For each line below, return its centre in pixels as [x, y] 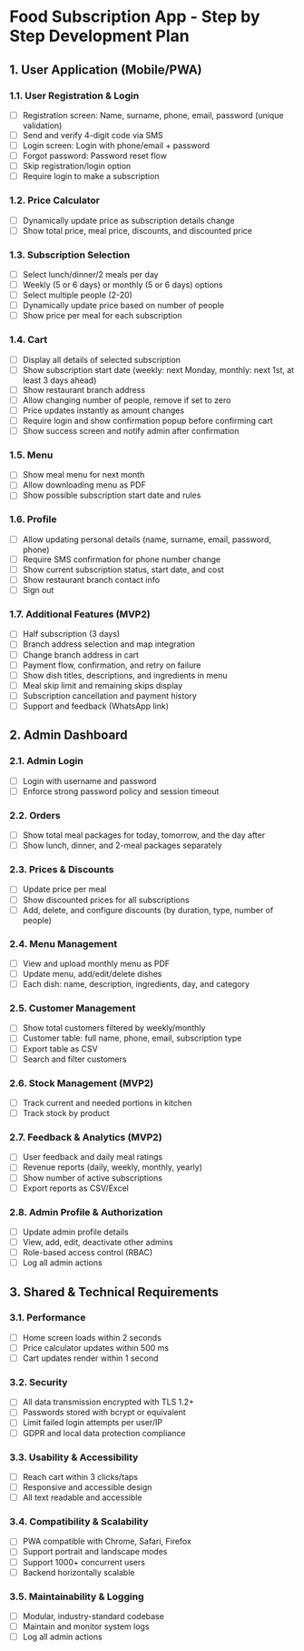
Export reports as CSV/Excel [75, 1188]
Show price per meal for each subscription [103, 316]
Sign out [38, 590]
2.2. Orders [35, 815]
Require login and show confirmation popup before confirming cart [147, 420]
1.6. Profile [33, 519]
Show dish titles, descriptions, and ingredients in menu [125, 675]
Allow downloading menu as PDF [84, 485]
